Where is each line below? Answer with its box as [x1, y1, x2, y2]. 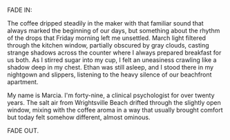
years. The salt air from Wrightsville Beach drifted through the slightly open [7, 99, 221, 106]
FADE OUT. [7, 127, 39, 134]
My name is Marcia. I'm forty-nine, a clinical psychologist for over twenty [7, 91, 215, 99]
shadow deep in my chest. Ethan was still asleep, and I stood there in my [7, 63, 214, 71]
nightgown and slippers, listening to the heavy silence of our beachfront [7, 70, 212, 79]
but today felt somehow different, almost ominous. [7, 113, 151, 121]
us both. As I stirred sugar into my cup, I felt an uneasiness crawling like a [7, 56, 217, 64]
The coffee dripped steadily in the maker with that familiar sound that [7, 19, 204, 27]
